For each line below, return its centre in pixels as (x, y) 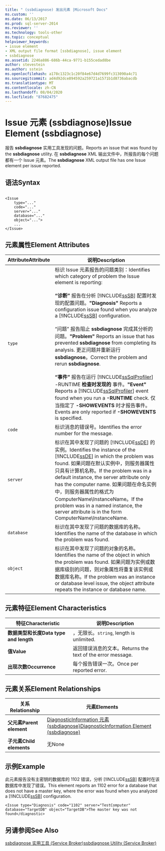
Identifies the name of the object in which (103, 555)
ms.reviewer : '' (22, 28)
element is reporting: (79, 282)
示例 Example (25, 766)
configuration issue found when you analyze (106, 309)
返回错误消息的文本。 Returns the (111, 648)
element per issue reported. (33, 166)
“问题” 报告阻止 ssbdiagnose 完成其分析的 (104, 329)
